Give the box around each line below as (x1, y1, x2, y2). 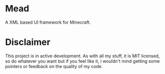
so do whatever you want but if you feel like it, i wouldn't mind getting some (5, 58, 160, 64)
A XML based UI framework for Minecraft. (5, 19, 91, 25)
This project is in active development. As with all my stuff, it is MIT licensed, (5, 53, 160, 59)
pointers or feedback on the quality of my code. (5, 63, 103, 69)
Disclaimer (5, 37, 51, 48)
